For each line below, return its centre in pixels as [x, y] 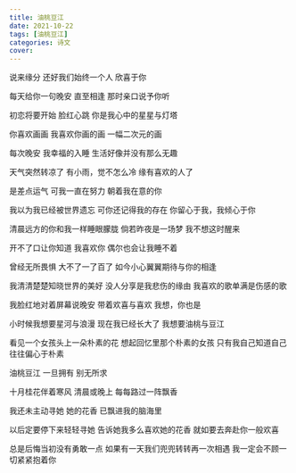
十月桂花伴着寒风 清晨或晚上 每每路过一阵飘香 [94, 392]
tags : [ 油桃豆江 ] [39, 34]
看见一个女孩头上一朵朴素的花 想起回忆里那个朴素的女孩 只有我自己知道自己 [148, 343]
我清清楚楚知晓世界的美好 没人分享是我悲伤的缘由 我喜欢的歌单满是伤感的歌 [148, 286]
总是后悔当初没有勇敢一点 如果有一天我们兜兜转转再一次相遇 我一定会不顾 [144, 449]
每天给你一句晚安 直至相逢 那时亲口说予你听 [90, 96]
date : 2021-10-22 [41, 26]
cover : [21, 51]
